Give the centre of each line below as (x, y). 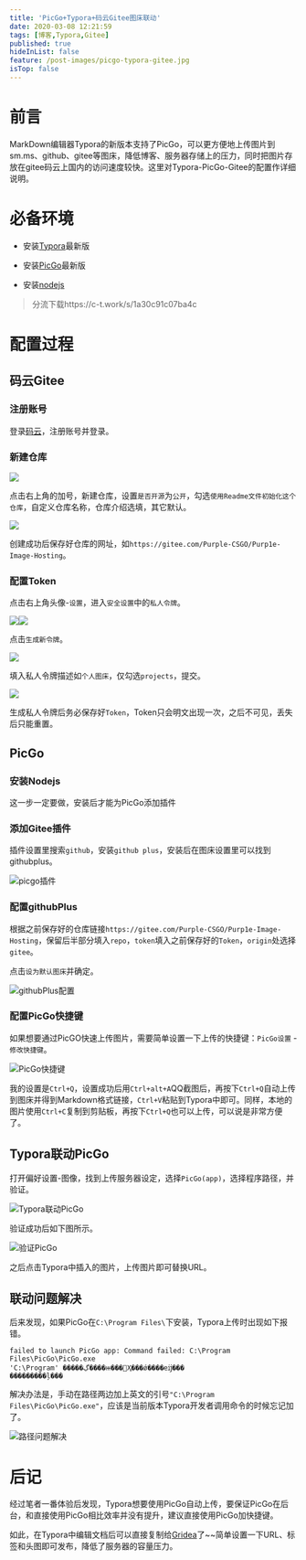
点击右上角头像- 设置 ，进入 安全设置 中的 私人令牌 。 (97, 603)
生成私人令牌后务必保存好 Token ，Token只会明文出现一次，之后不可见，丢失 (151, 712)
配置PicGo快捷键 (47, 1016)
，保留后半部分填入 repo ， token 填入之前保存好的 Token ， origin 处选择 (167, 940)
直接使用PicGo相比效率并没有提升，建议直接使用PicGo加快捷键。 (156, 1515)
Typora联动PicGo (59, 1154)
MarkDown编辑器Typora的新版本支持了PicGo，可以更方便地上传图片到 (142, 144)
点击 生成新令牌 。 (39, 639)
